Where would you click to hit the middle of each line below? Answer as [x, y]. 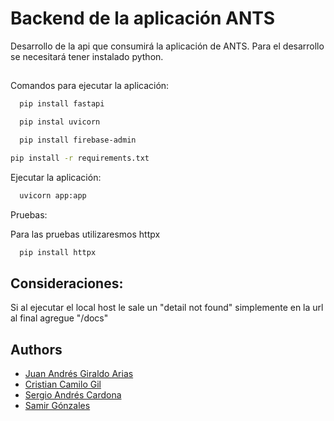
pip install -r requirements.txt [80, 158]
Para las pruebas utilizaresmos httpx [85, 234]
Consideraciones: [67, 283]
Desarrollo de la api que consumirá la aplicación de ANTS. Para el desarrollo [167, 46]
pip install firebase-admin [78, 140]
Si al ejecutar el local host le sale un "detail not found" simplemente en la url [167, 308]
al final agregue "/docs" [59, 318]
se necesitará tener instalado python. [87, 56]
